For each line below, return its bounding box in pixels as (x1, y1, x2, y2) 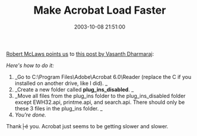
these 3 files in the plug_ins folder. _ (14, 105, 103, 112)
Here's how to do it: (6, 62, 55, 69)
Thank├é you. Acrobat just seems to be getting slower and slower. (6, 122, 169, 129)
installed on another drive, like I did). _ (14, 80, 108, 87)
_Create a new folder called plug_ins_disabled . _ (14, 86, 134, 93)
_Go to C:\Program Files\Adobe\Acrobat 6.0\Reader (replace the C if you (14, 73, 192, 80)
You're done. (14, 111, 46, 118)
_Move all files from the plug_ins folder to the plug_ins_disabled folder (14, 92, 186, 99)
